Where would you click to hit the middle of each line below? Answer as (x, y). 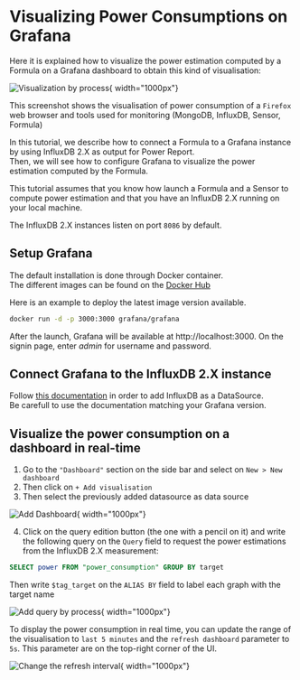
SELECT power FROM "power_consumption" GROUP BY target (117, 568)
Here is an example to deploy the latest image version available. (128, 302)
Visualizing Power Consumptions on (149, 17)
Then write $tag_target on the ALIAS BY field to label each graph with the (145, 585)
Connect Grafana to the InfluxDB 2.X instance (141, 374)
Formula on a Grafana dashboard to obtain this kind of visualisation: (136, 70)
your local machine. (46, 207)
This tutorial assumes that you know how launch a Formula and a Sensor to (149, 188)
